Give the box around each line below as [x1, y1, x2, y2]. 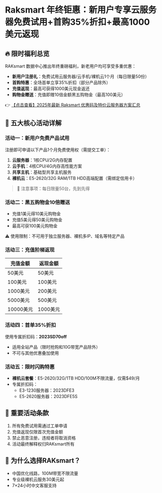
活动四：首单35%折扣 [5, 322, 57, 329]
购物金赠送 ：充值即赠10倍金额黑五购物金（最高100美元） [12, 92, 126, 97]
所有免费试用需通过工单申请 [12, 423, 68, 429]
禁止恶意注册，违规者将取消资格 [12, 435, 76, 441]
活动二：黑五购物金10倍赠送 [5, 199, 70, 206]
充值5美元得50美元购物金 [12, 217, 63, 223]
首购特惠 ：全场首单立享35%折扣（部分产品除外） [12, 80, 111, 85]
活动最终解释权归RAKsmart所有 [12, 441, 75, 446]
